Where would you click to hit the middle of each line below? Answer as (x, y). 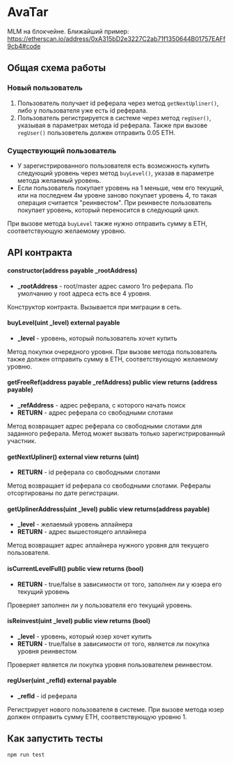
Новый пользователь (45, 88)
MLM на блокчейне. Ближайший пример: (68, 31)
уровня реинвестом (47, 651)
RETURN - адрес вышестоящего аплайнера (82, 532)
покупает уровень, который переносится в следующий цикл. (108, 210)
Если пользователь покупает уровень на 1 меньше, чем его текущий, (120, 188)
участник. (22, 441)
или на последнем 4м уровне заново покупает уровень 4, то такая (117, 195)
